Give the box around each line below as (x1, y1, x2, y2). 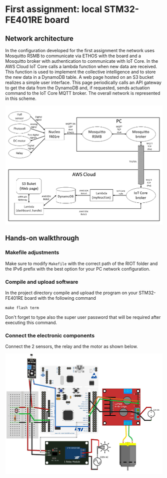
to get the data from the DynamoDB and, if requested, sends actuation (5, 85, 150, 91)
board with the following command (24, 295, 96, 301)
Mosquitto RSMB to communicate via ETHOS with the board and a (5, 53, 141, 59)
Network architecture (5, 34, 74, 43)
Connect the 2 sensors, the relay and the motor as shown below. (5, 343, 138, 349)
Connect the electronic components (5, 332, 95, 339)
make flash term (5, 305, 39, 310)
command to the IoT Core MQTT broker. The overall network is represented (5, 90, 160, 96)
